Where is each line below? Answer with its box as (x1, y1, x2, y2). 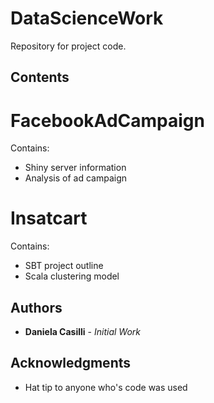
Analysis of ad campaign (24, 172, 127, 184)
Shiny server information (24, 162, 127, 174)
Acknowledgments (10, 355, 132, 372)
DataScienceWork (10, 7, 164, 30)
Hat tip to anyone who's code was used (24, 381, 188, 393)
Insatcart (10, 207, 88, 230)
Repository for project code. (10, 40, 127, 52)
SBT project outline (24, 260, 104, 272)
